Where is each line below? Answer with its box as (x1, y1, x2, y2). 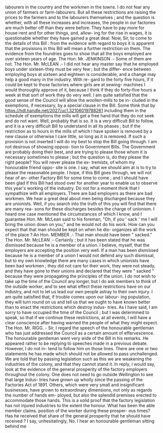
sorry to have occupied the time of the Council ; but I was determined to (5, 309, 150, 315)
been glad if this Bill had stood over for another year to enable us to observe (5, 180, 158, 186)
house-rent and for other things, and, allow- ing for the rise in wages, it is (5, 30, 152, 36)
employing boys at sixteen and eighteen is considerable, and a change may (5, 72, 156, 77)
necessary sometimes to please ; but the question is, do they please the (5, 154, 149, 160)
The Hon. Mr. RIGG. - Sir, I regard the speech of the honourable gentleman (5, 325, 154, 331)
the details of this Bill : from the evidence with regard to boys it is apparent (5, 40, 154, 46)
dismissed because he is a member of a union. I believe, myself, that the (5, 242, 150, 248)
